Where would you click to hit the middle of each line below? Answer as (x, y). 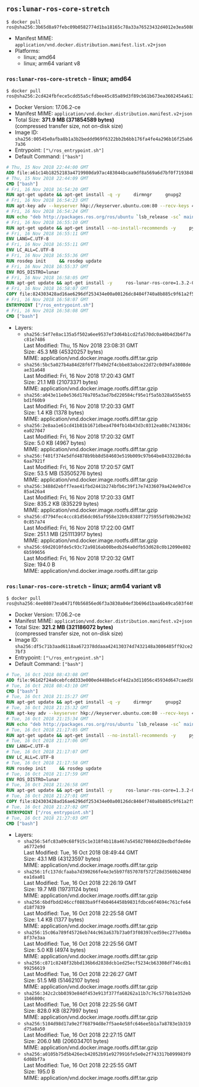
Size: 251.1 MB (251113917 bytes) (63, 534)
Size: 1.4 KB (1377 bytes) (54, 920)
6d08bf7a (34, 1060)
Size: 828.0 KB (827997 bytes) (61, 1011)
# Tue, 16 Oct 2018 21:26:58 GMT (47, 785)
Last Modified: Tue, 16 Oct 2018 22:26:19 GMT (80, 883)
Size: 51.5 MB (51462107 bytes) (62, 980)
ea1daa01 (34, 877)
